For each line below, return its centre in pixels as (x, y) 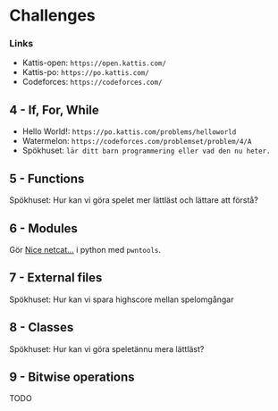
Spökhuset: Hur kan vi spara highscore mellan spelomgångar (122, 299)
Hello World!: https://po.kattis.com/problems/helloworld (129, 131)
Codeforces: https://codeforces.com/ (92, 82)
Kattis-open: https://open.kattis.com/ (94, 63)
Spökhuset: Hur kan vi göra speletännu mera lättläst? (107, 348)
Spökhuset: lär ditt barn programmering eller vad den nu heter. (146, 151)
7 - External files (56, 278)
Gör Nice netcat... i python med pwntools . (85, 249)
